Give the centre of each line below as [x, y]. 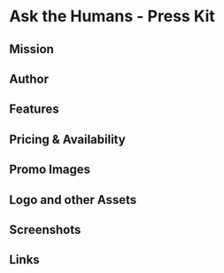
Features [34, 109]
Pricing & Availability [67, 139]
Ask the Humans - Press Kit [112, 16]
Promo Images [50, 170]
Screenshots [45, 229]
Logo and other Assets [73, 200]
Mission [32, 49]
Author [29, 78]
